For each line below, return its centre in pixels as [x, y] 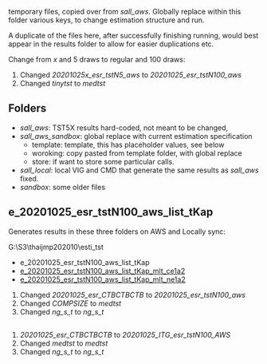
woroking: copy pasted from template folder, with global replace [137, 153]
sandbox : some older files [63, 187]
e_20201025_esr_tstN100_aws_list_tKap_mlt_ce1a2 [102, 271]
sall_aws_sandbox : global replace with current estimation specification [136, 136]
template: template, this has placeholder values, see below [128, 144]
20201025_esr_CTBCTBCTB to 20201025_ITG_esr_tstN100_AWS [125, 335]
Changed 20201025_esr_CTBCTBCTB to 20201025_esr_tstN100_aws [132, 295]
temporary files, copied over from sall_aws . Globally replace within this [125, 12]
